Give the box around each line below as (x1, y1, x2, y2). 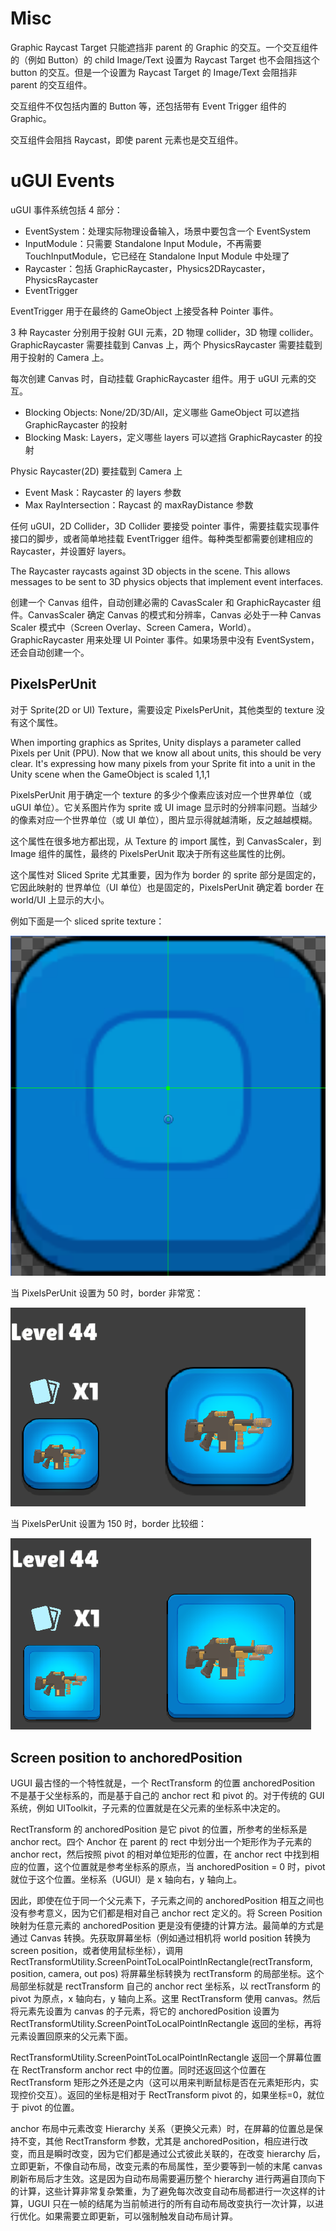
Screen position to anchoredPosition (10, 1749, 243, 1766)
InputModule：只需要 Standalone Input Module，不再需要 (24, 237, 262, 249)
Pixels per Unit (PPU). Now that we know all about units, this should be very (10, 747, 322, 759)
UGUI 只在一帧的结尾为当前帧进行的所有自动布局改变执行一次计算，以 (27, 2198, 315, 2210)
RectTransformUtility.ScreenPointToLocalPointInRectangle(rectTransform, (10, 1956, 313, 1968)
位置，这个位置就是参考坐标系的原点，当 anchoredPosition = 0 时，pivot (27, 1861, 326, 1873)
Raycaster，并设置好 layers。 (10, 545, 132, 557)
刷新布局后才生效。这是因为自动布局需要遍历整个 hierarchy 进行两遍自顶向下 (10, 2173, 326, 2185)
